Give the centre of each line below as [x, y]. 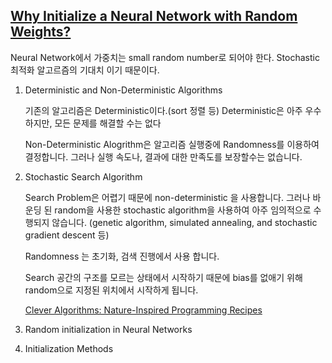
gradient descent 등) [67, 235]
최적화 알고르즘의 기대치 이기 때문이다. [85, 70]
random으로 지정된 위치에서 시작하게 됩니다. [111, 290]
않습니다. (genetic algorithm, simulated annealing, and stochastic [184, 222]
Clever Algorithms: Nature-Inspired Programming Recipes [143, 310]
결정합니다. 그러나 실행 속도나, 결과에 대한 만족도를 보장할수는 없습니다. [163, 156]
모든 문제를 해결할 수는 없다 [108, 123]
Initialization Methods [69, 348]
